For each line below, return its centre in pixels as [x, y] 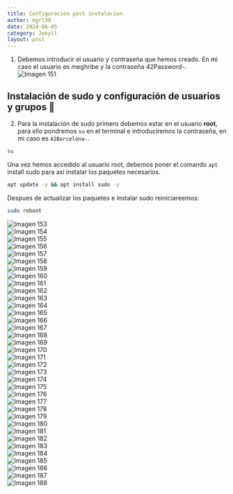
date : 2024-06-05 [32, 26]
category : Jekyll [32, 33]
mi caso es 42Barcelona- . [53, 138]
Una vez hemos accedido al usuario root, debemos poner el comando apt [113, 164]
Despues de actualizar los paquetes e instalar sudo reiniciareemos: [103, 198]
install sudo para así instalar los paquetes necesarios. [84, 172]
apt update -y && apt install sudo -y [63, 184]
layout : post [26, 40]
